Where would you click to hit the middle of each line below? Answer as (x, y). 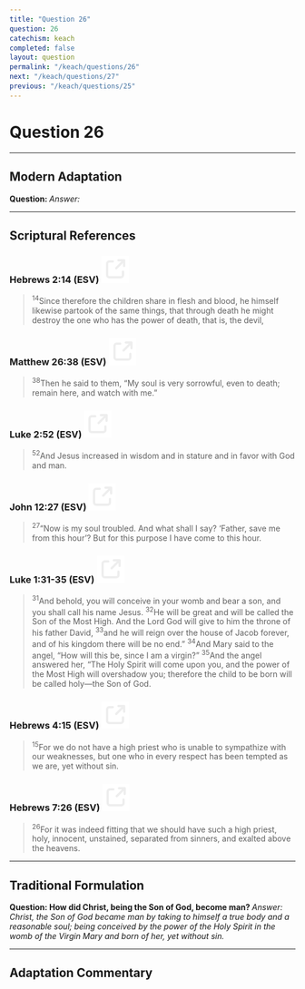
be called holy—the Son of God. (91, 684)
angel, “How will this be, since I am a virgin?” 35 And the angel (147, 654)
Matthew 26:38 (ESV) (58, 361)
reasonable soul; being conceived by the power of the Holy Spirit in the (143, 926)
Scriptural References (73, 235)
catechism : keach (42, 38)
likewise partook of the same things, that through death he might (152, 310)
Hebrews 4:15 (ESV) (54, 726)
